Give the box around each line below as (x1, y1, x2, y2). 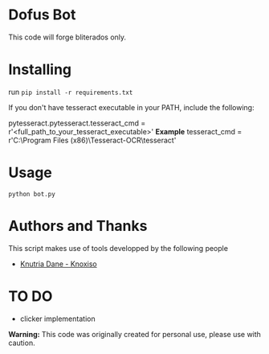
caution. (8, 338, 35, 348)
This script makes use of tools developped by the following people (8, 243, 229, 253)
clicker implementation (19, 314, 96, 323)
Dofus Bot (8, 6, 76, 24)
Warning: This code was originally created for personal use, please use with (8, 329, 261, 339)
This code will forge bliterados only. (8, 32, 127, 42)
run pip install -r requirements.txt (8, 87, 133, 97)
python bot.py (8, 190, 56, 198)
